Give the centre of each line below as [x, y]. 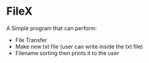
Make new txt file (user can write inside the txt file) [79, 46]
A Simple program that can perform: [52, 28]
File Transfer [31, 40]
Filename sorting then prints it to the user [67, 53]
